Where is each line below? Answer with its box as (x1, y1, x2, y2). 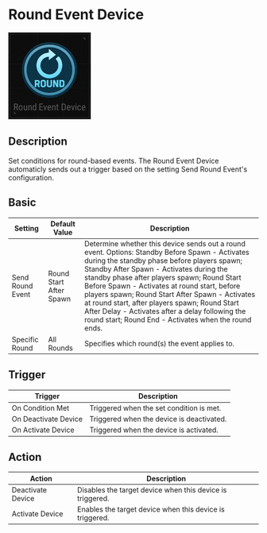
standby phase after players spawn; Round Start (84, 272, 242, 283)
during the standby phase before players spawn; (84, 256, 243, 265)
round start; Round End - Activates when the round (84, 315, 252, 325)
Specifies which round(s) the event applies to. (84, 339, 234, 349)
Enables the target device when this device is (76, 504, 225, 514)
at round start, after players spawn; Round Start (84, 298, 240, 307)
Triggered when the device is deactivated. (89, 414, 227, 423)
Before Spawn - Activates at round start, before (84, 281, 241, 291)
